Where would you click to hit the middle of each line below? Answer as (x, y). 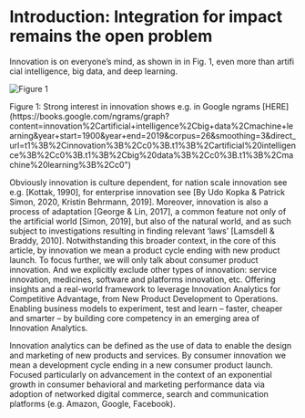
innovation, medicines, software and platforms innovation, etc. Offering (142, 279)
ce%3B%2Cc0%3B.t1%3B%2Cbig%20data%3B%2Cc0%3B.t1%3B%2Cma (152, 155)
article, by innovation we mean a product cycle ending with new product (145, 250)
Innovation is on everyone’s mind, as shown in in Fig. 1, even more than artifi (152, 61)
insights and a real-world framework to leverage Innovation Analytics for (145, 288)
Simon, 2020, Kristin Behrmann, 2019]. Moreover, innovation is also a (139, 202)
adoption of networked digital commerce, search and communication (139, 393)
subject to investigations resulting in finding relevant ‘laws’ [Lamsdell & (142, 231)
